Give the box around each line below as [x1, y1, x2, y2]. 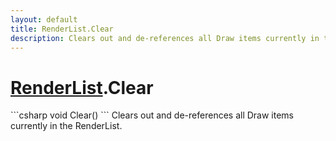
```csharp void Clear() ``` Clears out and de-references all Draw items [10, 109, 294, 121]
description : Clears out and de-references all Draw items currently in [10, 33, 320, 43]
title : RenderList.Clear [10, 24, 114, 34]
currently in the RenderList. [10, 120, 123, 132]
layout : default [10, 14, 78, 25]
